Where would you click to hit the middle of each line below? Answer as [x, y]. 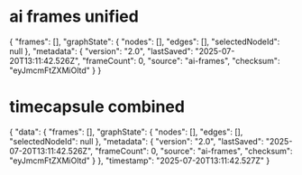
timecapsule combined [97, 107]
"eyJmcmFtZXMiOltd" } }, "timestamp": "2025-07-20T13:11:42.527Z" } [140, 161]
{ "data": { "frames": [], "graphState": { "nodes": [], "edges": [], [126, 132]
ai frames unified [74, 17]
